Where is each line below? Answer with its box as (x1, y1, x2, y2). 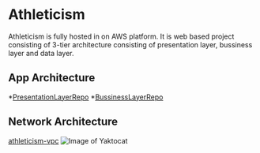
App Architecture (8, 71, 96, 84)
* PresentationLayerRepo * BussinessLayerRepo (8, 92, 164, 102)
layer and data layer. (8, 48, 74, 58)
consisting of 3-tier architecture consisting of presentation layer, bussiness (8, 39, 253, 49)
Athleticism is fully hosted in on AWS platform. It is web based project (8, 32, 235, 41)
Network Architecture (8, 115, 119, 129)
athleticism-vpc (8, 136, 59, 145)
